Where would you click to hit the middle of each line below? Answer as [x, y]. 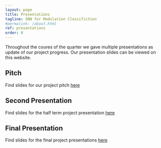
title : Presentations [28, 14]
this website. [18, 57]
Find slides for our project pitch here [43, 85]
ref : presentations [25, 28]
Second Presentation [39, 101]
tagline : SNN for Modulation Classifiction [51, 19]
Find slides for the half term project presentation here [60, 113]
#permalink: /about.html [31, 24]
